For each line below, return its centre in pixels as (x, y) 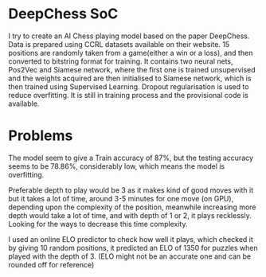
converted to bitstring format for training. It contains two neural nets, (121, 61)
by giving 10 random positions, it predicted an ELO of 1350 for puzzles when (133, 248)
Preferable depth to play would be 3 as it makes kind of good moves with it (131, 190)
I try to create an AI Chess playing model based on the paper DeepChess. (129, 36)
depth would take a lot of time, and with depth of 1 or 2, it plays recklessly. (130, 215)
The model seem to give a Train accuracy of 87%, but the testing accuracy (131, 158)
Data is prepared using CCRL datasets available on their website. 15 (119, 44)
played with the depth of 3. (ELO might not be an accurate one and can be (130, 256)
